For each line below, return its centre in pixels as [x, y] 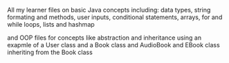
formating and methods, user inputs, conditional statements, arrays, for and [115, 17]
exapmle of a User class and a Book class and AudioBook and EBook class [113, 45]
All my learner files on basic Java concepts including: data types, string [109, 10]
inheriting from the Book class [50, 52]
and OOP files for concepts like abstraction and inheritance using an [104, 38]
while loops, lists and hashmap [51, 24]
